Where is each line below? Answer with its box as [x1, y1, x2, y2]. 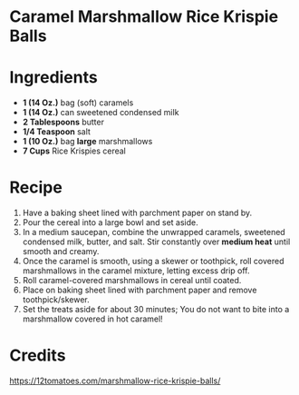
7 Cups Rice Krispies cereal [22, 145, 127, 156]
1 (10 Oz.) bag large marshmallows [22, 136, 153, 147]
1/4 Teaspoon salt [22, 126, 91, 137]
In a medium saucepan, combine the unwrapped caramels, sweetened [22, 227, 285, 238]
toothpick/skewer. [22, 294, 91, 305]
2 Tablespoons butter [22, 116, 104, 128]
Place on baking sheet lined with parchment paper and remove [22, 284, 257, 296]
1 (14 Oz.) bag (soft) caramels [22, 97, 134, 108]
